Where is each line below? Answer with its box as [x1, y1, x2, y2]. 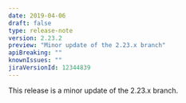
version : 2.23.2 [8, 34, 62, 42]
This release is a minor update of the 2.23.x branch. [8, 85, 178, 95]
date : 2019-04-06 [8, 11, 66, 20]
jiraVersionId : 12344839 [8, 64, 91, 72]
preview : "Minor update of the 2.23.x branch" [8, 42, 166, 50]
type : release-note [8, 26, 73, 34]
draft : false [8, 19, 52, 27]
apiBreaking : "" [8, 49, 62, 57]
